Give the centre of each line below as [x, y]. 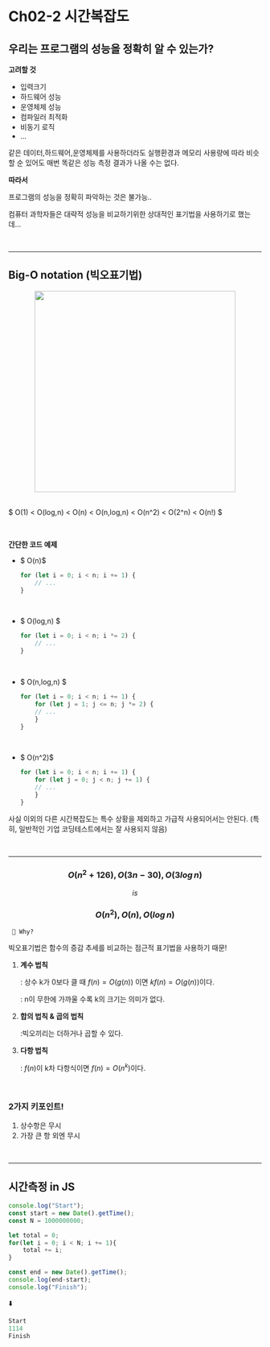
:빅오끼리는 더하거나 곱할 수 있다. [71, 1034]
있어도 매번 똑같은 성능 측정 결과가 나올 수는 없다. [102, 163]
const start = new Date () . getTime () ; [72, 1213]
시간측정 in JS [42, 1186]
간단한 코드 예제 [33, 544]
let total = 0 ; [34, 1235]
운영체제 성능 [41, 107]
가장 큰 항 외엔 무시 [50, 1136]
